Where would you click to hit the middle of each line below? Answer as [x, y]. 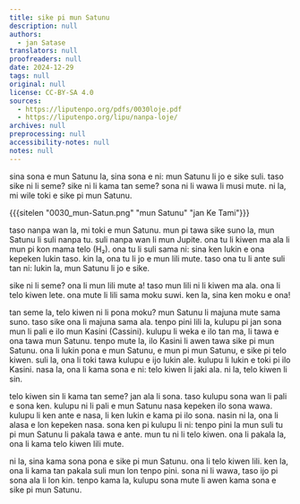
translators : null [43, 51]
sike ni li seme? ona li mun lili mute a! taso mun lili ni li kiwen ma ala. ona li [145, 285]
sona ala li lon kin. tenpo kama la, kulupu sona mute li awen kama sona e [143, 480]
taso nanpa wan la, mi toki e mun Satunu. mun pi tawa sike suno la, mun [142, 230]
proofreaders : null [46, 59]
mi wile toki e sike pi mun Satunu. [71, 195]
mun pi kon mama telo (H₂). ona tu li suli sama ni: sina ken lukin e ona [137, 249]
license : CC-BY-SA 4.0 [51, 92]
